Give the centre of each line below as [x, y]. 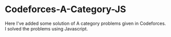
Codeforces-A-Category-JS [65, 9]
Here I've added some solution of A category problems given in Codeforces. [85, 23]
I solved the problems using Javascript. [46, 28]
